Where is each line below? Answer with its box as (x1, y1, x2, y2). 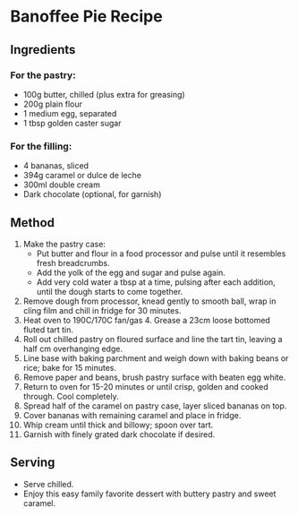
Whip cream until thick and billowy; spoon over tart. (22, 419, 214, 430)
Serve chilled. (22, 478, 74, 489)
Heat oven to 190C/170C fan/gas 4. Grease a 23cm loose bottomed (22, 314, 271, 325)
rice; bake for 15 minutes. (22, 362, 117, 373)
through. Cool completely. (22, 391, 119, 401)
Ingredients (10, 42, 76, 57)
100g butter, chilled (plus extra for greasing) (22, 89, 186, 99)
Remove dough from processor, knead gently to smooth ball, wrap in (22, 296, 277, 306)
